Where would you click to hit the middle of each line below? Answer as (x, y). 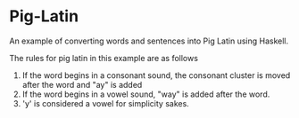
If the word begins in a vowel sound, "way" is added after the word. (146, 94)
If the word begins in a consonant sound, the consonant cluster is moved (156, 75)
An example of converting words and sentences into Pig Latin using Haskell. (149, 41)
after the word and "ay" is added (82, 84)
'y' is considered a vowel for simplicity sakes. (105, 103)
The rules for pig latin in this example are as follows (104, 58)
